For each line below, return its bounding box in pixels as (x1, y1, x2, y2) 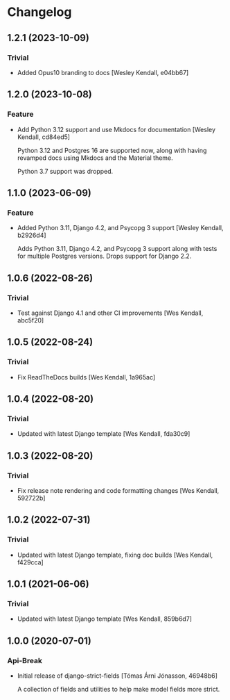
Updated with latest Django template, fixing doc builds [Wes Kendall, (17, 551, 213, 559)
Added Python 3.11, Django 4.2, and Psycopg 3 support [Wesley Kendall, (17, 224, 224, 232)
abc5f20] (17, 316, 44, 324)
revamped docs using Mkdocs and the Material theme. (17, 154, 173, 162)
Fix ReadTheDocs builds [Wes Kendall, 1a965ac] (17, 373, 156, 381)
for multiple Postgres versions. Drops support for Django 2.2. (17, 252, 192, 261)
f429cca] (17, 557, 44, 567)
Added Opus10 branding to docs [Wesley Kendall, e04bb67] (17, 68, 189, 76)
